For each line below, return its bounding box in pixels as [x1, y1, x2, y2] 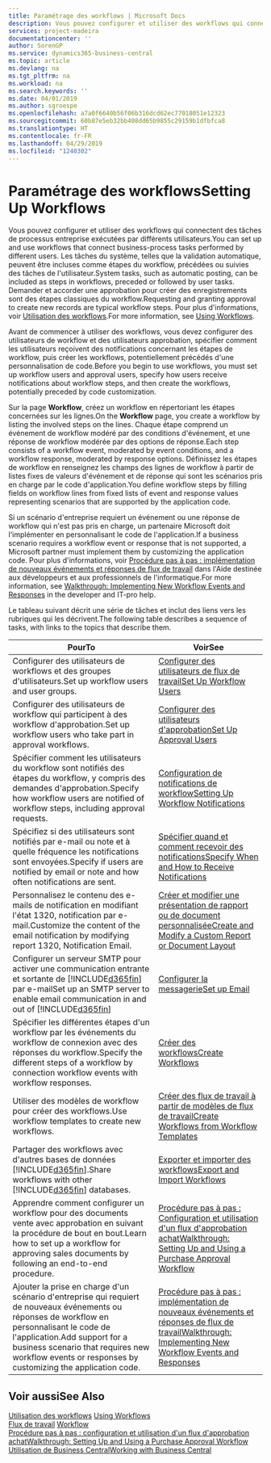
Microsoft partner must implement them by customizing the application [8, 547, 244, 557]
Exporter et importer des [158, 1154, 252, 1165]
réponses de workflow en [12, 1311, 109, 1323]
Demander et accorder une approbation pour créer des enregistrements [8, 286, 248, 296]
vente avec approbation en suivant [12, 1218, 144, 1229]
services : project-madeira [8, 27, 99, 35]
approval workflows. [12, 740, 90, 751]
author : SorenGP [8, 42, 63, 50]
